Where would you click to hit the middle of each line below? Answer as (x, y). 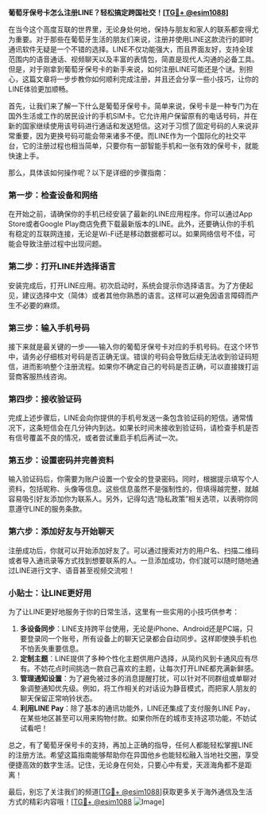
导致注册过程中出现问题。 (64, 244)
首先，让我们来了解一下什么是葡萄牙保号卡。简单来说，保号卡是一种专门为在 (133, 106)
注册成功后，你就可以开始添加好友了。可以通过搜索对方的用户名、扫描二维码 (133, 550)
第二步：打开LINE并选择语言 (62, 267)
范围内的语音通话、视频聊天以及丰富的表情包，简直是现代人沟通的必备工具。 (133, 59)
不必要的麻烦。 (39, 305)
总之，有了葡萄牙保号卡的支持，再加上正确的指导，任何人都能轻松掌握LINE (131, 745)
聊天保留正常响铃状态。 (58, 699)
